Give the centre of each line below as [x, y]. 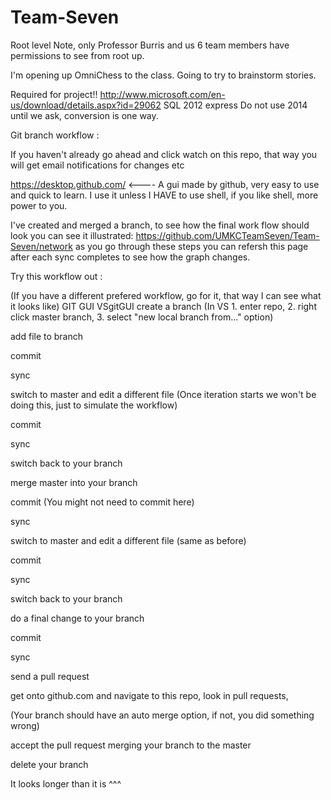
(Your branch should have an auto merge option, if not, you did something [162, 715]
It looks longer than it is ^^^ [66, 783]
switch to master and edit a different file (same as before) [128, 540]
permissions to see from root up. [77, 55]
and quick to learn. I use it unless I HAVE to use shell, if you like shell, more [164, 195]
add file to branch [47, 336]
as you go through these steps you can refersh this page [191, 246]
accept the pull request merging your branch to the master [131, 745]
